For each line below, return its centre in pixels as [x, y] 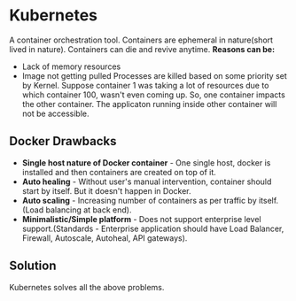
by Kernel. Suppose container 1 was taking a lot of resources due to [145, 85]
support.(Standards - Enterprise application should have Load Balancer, [153, 228]
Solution [33, 266]
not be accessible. [55, 113]
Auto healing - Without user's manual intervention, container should [147, 181]
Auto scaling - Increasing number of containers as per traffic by [139, 200]
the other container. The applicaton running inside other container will [149, 104]
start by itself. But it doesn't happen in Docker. [107, 190]
